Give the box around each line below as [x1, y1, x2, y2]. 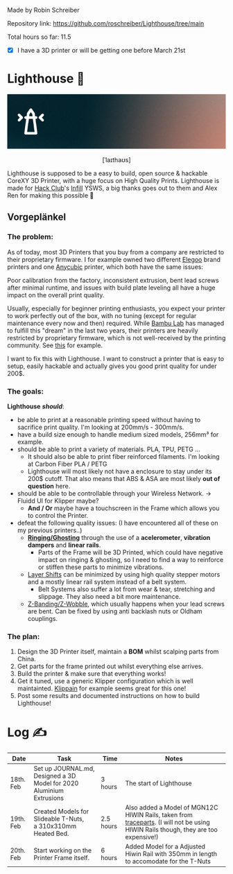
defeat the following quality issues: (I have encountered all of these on [17, 518, 218, 527]
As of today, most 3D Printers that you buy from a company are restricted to [7, 247, 224, 256]
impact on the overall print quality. [7, 290, 105, 299]
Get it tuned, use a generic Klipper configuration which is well [17, 677, 193, 685]
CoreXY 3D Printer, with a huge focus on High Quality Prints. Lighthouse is [7, 177, 220, 184]
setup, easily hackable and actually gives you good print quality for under [7, 362, 217, 370]
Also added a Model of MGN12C [125, 803, 218, 812]
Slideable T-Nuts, [33, 814, 85, 823]
